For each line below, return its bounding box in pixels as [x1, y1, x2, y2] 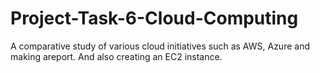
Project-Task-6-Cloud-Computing [10, 7, 299, 30]
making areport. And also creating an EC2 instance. [10, 50, 223, 62]
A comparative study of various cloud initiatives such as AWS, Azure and [10, 40, 310, 52]
